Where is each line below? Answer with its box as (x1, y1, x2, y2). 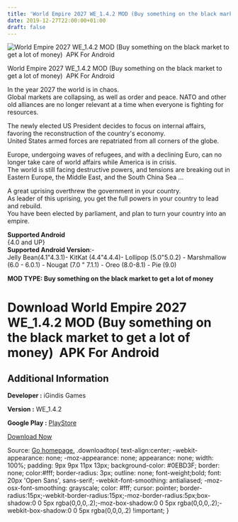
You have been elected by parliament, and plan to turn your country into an (7, 210, 227, 218)
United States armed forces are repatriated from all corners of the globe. (7, 137, 220, 145)
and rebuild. (7, 202, 42, 210)
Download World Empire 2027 (7, 299, 187, 315)
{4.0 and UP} (7, 238, 45, 246)
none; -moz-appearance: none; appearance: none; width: (45, 454, 214, 463)
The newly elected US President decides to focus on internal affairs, (7, 122, 206, 130)
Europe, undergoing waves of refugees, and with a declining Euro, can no (7, 150, 222, 159)
